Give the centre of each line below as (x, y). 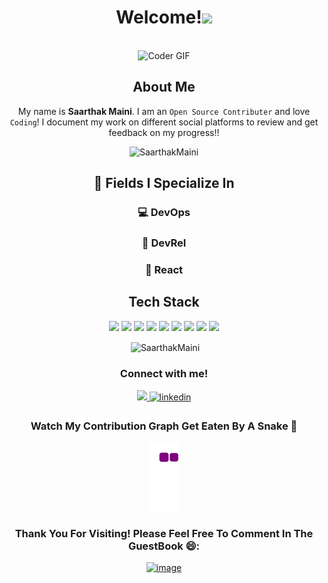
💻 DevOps (164, 213)
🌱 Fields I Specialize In (164, 183)
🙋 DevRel (164, 243)
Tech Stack (164, 302)
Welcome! (159, 17)
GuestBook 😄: (164, 546)
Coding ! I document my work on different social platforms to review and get (164, 122)
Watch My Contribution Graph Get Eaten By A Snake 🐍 (164, 426)
